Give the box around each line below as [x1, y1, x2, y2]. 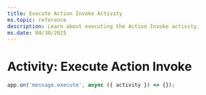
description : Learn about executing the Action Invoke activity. [7, 23, 200, 30]
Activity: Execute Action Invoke [7, 59, 192, 74]
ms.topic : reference [7, 17, 67, 23]
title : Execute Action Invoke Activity [7, 10, 123, 17]
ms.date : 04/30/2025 [7, 29, 67, 36]
